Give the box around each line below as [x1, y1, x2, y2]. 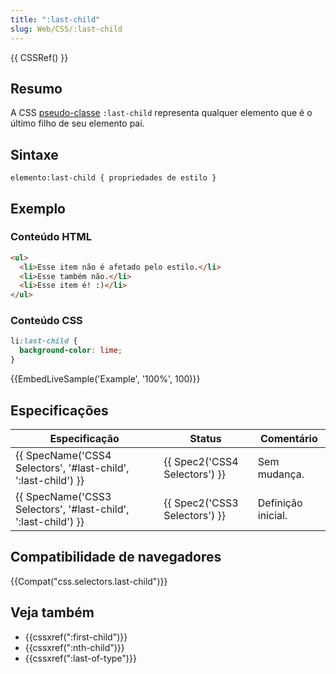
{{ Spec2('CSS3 [163, 496, 239, 510]
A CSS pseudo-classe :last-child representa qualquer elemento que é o [10, 107, 313, 119]
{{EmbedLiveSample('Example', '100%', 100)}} [10, 373, 201, 385]
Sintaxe [10, 146, 59, 163]
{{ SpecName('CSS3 [15, 489, 112, 503]
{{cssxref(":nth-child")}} [24, 641, 125, 653]
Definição [257, 496, 303, 510]
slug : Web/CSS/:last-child [10, 24, 123, 34]
